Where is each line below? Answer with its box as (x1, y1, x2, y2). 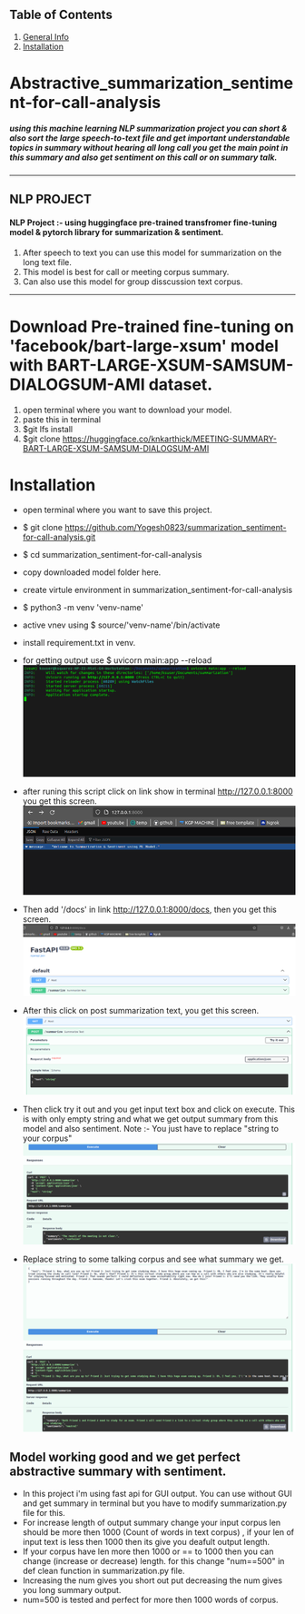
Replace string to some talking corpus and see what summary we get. (22, 1253, 284, 1264)
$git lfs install (22, 423, 74, 434)
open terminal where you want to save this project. (22, 504, 212, 516)
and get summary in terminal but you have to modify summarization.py (22, 1498, 288, 1509)
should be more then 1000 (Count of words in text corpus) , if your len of (22, 1526, 295, 1538)
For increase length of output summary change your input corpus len (22, 1517, 281, 1528)
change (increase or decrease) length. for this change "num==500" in (22, 1555, 285, 1566)
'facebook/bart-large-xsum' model (9, 335, 280, 356)
